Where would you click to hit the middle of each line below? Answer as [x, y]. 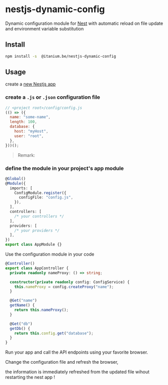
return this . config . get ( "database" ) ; [54, 333]
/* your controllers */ [39, 216]
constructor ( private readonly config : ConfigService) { [70, 282]
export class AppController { [37, 268]
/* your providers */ [37, 230]
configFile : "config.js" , [46, 198]
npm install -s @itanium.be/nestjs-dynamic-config [61, 56]
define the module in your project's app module [65, 168]
